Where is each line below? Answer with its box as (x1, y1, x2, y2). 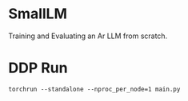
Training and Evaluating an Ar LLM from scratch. (8, 31, 168, 41)
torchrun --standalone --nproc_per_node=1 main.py (8, 85, 181, 93)
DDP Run (8, 59, 68, 77)
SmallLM (8, 5, 68, 23)
